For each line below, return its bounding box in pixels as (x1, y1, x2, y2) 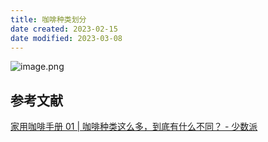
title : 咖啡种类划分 (10, 14, 87, 25)
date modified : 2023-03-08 (10, 33, 123, 43)
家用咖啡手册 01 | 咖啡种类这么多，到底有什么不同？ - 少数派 (10, 121, 258, 133)
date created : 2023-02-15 (10, 24, 118, 34)
